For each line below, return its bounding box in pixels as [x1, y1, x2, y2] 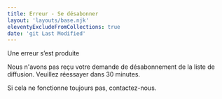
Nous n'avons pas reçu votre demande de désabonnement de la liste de [7, 62, 215, 71]
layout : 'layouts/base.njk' [7, 17, 90, 24]
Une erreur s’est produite [7, 49, 80, 58]
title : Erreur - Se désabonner [7, 10, 99, 18]
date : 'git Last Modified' [7, 29, 86, 37]
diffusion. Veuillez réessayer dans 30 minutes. [7, 70, 141, 79]
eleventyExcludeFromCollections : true [7, 23, 120, 30]
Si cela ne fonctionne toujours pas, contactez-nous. [7, 84, 157, 92]
